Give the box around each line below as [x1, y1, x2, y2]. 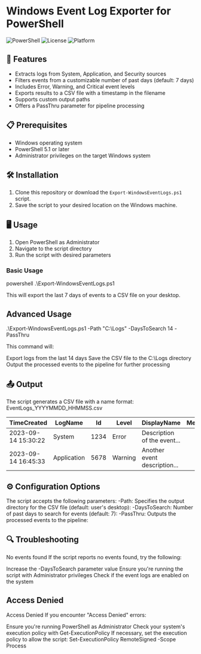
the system [6, 578, 34, 585]
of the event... [141, 436, 181, 445]
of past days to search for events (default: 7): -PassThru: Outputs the [6, 510, 176, 517]
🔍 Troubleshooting [6, 535, 79, 545]
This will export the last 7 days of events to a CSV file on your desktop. [6, 292, 181, 299]
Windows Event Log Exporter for [6, 4, 172, 18]
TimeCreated [9, 419, 48, 427]
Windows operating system [14, 139, 83, 146]
